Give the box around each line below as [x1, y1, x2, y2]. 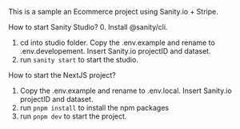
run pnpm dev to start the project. [19, 111, 127, 121]
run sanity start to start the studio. [19, 55, 138, 64]
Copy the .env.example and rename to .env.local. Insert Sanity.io [19, 86, 232, 95]
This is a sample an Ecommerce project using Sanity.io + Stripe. [8, 7, 218, 16]
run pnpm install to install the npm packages [19, 103, 170, 112]
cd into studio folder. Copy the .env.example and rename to [19, 38, 216, 47]
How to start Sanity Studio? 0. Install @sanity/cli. [8, 22, 168, 31]
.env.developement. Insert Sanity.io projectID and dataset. [19, 46, 211, 55]
